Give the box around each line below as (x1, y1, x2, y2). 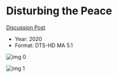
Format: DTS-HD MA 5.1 (14, 42, 73, 49)
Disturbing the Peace (6, 4, 113, 18)
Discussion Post (6, 24, 46, 31)
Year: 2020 (14, 35, 43, 42)
